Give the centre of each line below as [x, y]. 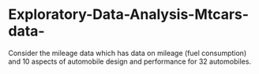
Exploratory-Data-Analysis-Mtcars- [129, 15]
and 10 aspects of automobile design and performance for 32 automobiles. [129, 61]
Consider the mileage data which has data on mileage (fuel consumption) [128, 53]
